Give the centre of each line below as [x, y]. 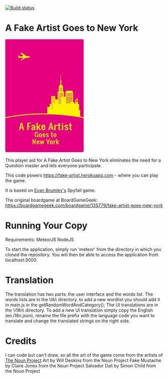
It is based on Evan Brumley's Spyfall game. [51, 190]
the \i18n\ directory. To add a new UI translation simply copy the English [79, 310]
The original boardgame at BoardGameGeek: [51, 200]
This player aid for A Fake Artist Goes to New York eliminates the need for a [83, 160]
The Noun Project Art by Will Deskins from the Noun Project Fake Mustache [83, 360]
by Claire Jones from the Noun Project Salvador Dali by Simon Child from [81, 365]
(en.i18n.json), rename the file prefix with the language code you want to [80, 315]
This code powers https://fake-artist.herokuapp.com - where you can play [82, 175]
